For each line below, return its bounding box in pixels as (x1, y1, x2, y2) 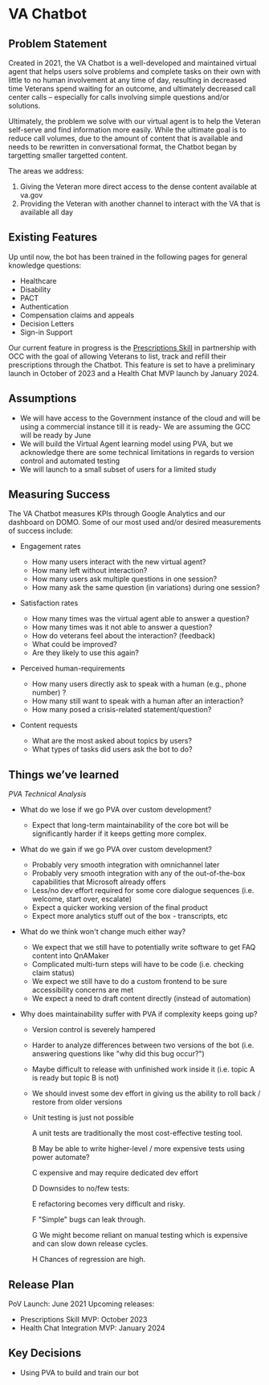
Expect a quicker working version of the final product (31, 903, 208, 912)
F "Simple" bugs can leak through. (31, 1215, 146, 1224)
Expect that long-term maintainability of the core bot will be (31, 821, 229, 830)
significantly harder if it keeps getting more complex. (31, 829, 207, 838)
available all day (19, 207, 74, 217)
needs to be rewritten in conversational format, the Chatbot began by (8, 142, 237, 151)
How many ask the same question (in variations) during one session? (31, 583, 260, 592)
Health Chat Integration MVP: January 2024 (19, 1323, 166, 1333)
